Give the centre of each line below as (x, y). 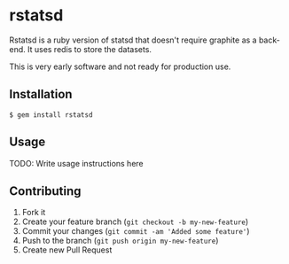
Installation (41, 94)
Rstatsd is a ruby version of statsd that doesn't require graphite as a (133, 40)
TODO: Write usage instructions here (76, 163)
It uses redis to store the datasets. (90, 49)
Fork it (34, 213)
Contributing (45, 191)
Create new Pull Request (67, 250)
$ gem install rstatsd (51, 115)
